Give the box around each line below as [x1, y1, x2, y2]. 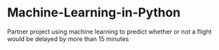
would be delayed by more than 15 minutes [7, 34, 129, 42]
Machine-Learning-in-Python [7, 5, 181, 21]
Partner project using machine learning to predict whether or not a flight [7, 27, 212, 36]
